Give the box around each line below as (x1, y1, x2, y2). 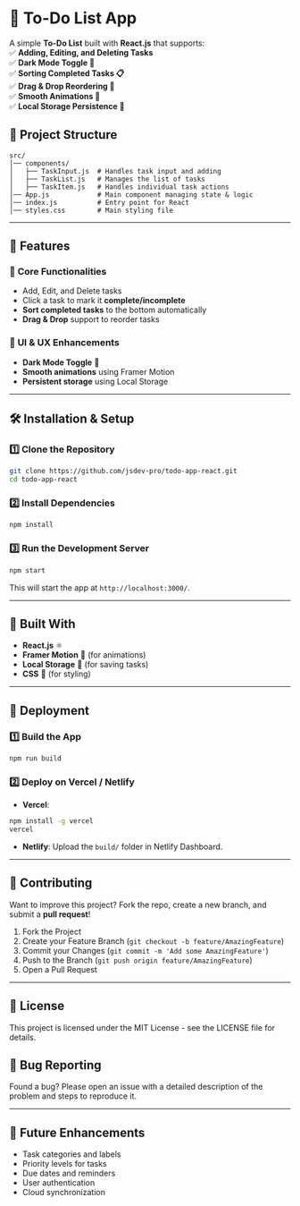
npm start (9, 565, 46, 575)
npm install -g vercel (9, 817, 94, 826)
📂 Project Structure (9, 127, 118, 142)
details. (9, 1032, 37, 1042)
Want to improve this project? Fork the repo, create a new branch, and (9, 899, 267, 910)
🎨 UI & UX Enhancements (9, 336, 121, 349)
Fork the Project (21, 926, 82, 937)
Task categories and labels (21, 1149, 121, 1159)
